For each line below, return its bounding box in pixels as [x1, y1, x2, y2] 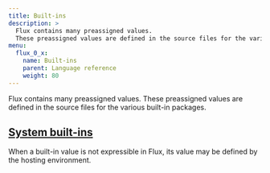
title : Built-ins [8, 11, 67, 20]
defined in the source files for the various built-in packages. [8, 102, 207, 112]
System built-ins [8, 126, 93, 139]
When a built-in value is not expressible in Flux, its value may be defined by [8, 146, 258, 157]
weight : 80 [22, 72, 59, 80]
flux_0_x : [15, 49, 48, 57]
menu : [8, 42, 27, 50]
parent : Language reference [22, 64, 117, 72]
